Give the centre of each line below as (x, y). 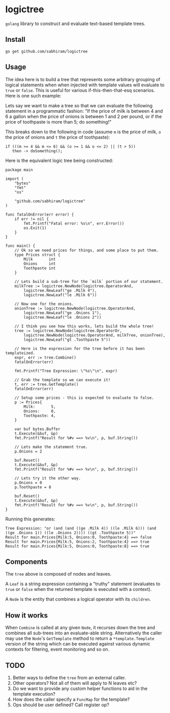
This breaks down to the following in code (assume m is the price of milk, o (83, 132)
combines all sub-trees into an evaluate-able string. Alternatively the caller (84, 633)
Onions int (40, 264)
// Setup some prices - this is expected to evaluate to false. (84, 398)
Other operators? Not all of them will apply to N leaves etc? (75, 683)
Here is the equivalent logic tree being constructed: (59, 160)
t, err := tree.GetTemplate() (47, 384)
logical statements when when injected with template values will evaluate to (85, 85)
